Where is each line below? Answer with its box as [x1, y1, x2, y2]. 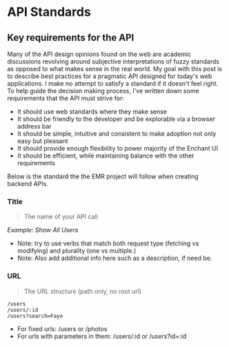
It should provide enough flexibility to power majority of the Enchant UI [17, 144, 219, 152]
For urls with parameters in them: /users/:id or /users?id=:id [17, 332, 187, 340]
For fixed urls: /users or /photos [17, 324, 108, 332]
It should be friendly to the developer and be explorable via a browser [17, 115, 216, 123]
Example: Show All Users [7, 226, 79, 234]
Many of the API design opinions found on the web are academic [7, 50, 192, 58]
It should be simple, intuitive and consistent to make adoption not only [17, 129, 217, 138]
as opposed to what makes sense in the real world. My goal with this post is [7, 65, 223, 73]
